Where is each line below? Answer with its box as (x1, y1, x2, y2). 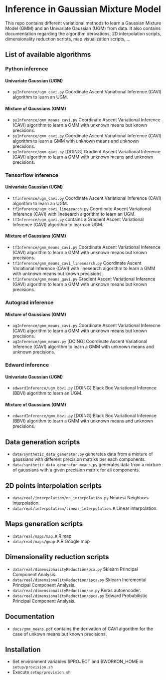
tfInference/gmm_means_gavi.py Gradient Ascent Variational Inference (12, 276, 156, 282)
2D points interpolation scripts (5, 481, 102, 490)
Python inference (5, 65, 48, 72)
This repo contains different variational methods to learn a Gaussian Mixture (5, 20, 162, 26)
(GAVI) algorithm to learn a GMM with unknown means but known (12, 281, 147, 287)
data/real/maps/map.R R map (12, 533, 72, 539)
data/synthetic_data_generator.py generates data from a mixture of (12, 451, 153, 457)
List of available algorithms (5, 50, 91, 59)
